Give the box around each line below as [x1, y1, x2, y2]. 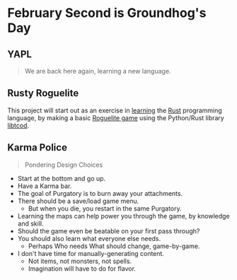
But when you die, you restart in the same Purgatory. [28, 204, 182, 213]
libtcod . [7, 121, 30, 129]
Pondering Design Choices [24, 161, 103, 169]
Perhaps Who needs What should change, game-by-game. [28, 242, 200, 250]
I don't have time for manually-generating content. [17, 249, 165, 257]
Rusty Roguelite [7, 87, 79, 100]
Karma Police [7, 141, 67, 153]
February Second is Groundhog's [7, 5, 207, 21]
